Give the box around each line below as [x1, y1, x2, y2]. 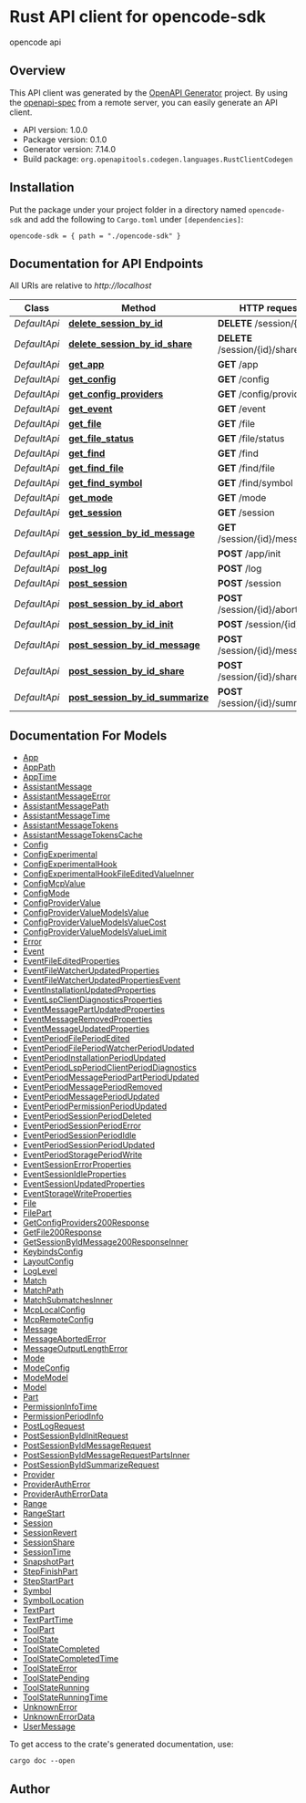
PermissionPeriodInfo [22, 1411, 104, 1422]
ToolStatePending [22, 1673, 90, 1684]
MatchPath [22, 1285, 64, 1296]
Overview [9, 63, 66, 78]
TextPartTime [22, 1614, 74, 1625]
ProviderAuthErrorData [22, 1488, 108, 1499]
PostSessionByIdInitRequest [22, 1430, 129, 1442]
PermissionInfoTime [22, 1402, 97, 1413]
